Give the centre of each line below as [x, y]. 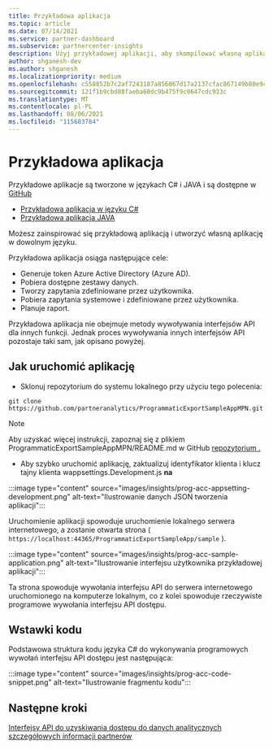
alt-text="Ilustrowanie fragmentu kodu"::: [122, 682]
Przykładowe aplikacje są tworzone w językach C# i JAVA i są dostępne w [132, 185]
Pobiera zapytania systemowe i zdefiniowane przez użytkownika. [129, 299]
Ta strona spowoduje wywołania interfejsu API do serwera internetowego [131, 587]
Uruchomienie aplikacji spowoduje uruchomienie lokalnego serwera [122, 520]
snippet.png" [30, 682]
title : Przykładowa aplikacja [60, 16]
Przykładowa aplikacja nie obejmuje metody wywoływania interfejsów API [132, 324]
